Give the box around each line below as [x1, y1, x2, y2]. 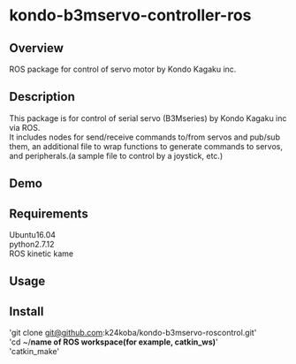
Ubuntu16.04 [9, 230, 56, 240]
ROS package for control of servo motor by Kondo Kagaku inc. [9, 64, 237, 74]
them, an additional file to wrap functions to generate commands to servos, [9, 140, 283, 151]
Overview [9, 41, 65, 56]
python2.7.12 [9, 239, 55, 250]
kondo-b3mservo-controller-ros [9, 5, 252, 26]
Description [9, 89, 75, 104]
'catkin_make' [9, 346, 60, 357]
